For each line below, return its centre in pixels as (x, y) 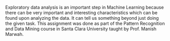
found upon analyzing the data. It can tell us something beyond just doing (82, 18)
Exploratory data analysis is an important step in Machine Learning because (84, 7)
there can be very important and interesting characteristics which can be (81, 13)
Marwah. (14, 34)
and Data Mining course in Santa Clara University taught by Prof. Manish (81, 29)
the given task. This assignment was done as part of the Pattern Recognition (85, 23)
